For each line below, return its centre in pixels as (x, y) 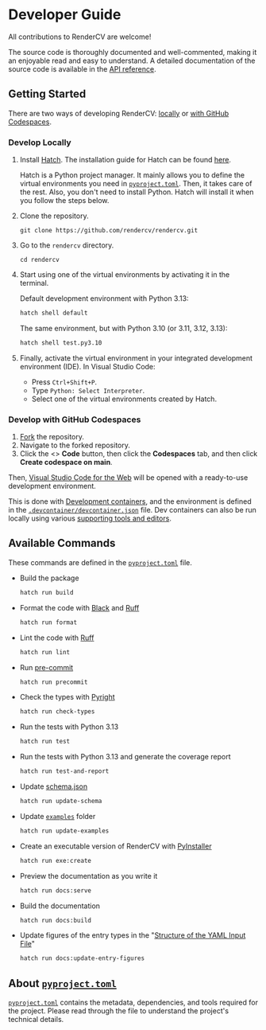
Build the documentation (60, 906)
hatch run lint (45, 652)
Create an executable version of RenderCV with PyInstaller (116, 846)
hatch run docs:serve (55, 890)
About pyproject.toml (62, 983)
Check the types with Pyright (67, 697)
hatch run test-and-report (64, 771)
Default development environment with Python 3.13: (104, 298)
